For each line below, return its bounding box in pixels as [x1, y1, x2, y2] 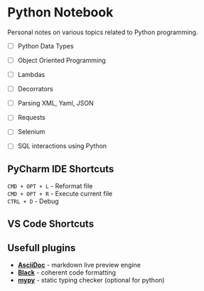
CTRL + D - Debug [7, 197, 59, 205]
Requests [17, 113, 45, 122]
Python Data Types [17, 41, 74, 50]
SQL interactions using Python [17, 142, 107, 150]
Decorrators [17, 85, 53, 93]
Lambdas [17, 71, 45, 79]
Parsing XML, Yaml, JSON [17, 99, 94, 108]
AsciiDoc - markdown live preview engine [17, 261, 141, 270]
